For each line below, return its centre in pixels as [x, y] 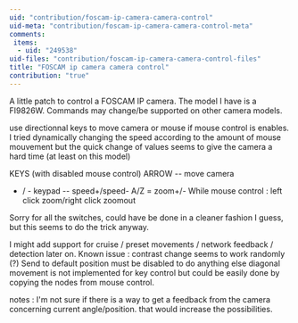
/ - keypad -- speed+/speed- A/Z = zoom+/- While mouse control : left [152, 190]
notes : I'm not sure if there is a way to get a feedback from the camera [140, 299]
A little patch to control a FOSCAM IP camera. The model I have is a [133, 101]
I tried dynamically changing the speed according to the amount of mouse [145, 137]
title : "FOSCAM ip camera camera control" [89, 68]
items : [25, 42]
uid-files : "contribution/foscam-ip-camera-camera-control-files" [135, 59]
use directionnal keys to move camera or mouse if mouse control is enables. [149, 128]
